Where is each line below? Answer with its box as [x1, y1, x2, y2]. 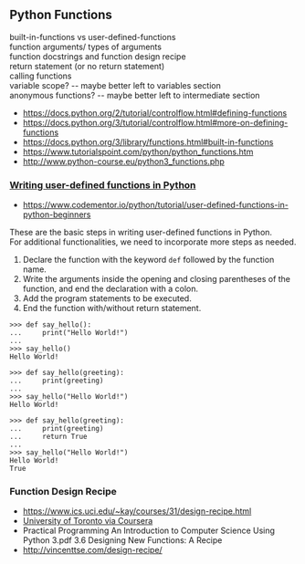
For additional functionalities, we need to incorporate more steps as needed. [9, 236, 297, 247]
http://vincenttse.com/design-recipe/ [22, 545, 163, 556]
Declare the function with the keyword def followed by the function [22, 255, 275, 266]
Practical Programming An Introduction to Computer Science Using [22, 525, 276, 537]
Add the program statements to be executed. [22, 293, 192, 304]
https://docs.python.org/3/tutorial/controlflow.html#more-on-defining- [22, 117, 289, 128]
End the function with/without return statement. [22, 303, 202, 314]
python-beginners [22, 209, 91, 220]
